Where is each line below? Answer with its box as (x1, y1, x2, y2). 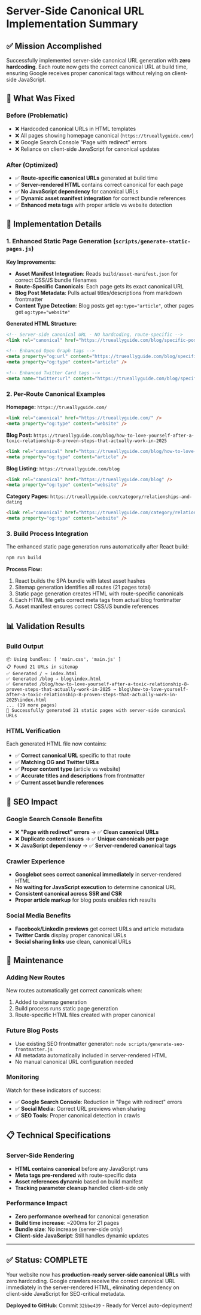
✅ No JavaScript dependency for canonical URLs (14, 187, 139, 195)
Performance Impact (6, 1199, 68, 1207)
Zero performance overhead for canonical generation (14, 1212, 149, 1220)
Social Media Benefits (6, 911, 71, 920)
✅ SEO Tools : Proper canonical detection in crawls (14, 1111, 141, 1119)
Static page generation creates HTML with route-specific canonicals (14, 590, 184, 597)
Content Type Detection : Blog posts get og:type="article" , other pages (14, 302, 194, 309)
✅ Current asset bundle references (14, 779, 104, 786)
